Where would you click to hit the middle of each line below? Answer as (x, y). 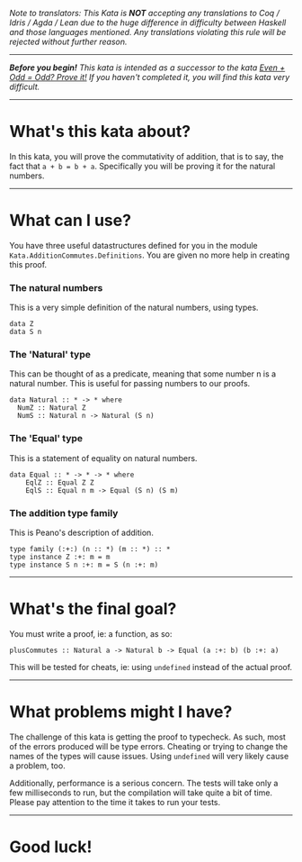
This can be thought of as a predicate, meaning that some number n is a (143, 374)
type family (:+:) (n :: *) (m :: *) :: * (90, 549)
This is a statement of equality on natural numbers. (103, 458)
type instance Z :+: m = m (60, 558)
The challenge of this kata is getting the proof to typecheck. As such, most (147, 737)
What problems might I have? (121, 712)
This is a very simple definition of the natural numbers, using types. (134, 308)
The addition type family (64, 513)
